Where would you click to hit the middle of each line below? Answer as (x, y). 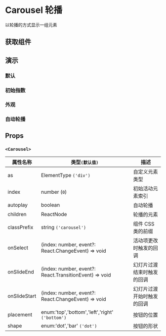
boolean (51, 205)
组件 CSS (144, 224)
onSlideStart (22, 296)
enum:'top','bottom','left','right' (77, 312)
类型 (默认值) (85, 163)
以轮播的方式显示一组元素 (31, 25)
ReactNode (54, 215)
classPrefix (21, 227)
